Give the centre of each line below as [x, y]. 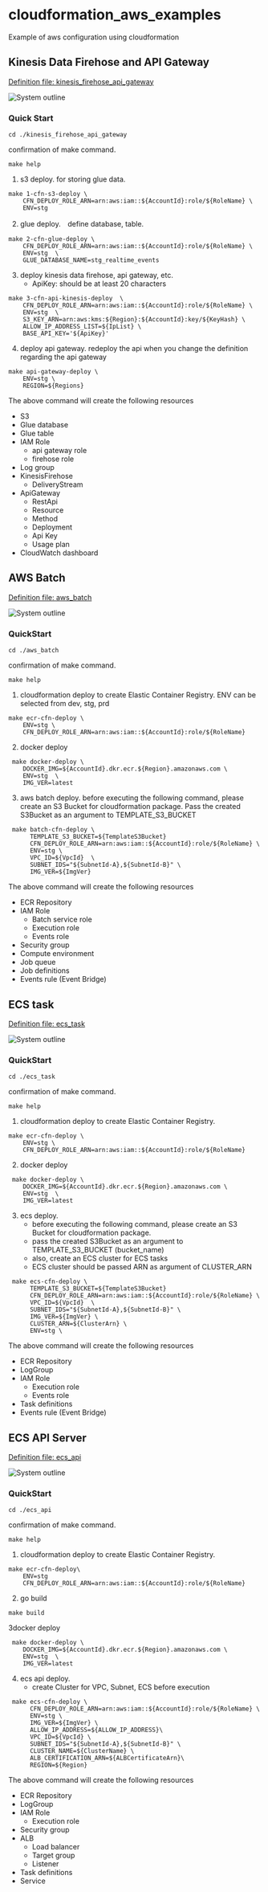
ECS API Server [47, 1438]
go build [33, 1598]
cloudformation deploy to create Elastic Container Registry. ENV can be [138, 695]
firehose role [53, 459]
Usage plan [51, 545]
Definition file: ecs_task [47, 1024]
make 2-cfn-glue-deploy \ [51, 239]
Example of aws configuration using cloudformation [94, 37]
